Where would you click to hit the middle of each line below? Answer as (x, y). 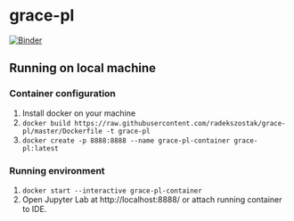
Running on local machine (82, 68)
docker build (46, 123)
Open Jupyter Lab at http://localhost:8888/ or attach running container (152, 199)
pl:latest (41, 148)
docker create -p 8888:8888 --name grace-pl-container (126, 140)
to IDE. (34, 209)
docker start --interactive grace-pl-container (112, 191)
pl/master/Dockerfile (62, 131)
